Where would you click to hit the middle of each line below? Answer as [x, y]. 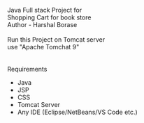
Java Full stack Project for [45, 10]
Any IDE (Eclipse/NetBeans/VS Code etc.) [77, 112]
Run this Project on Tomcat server [56, 40]
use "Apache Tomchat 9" [43, 47]
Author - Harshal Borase [42, 25]
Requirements [27, 69]
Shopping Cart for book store [49, 17]
